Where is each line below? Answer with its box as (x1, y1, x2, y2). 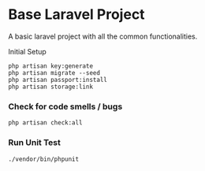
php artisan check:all (8, 119, 83, 127)
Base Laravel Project (8, 6, 145, 24)
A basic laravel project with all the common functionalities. (8, 32, 198, 41)
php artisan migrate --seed (8, 69, 101, 76)
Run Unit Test (8, 137, 61, 148)
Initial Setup (8, 46, 47, 56)
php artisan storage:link (8, 83, 93, 91)
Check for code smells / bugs (8, 101, 123, 112)
